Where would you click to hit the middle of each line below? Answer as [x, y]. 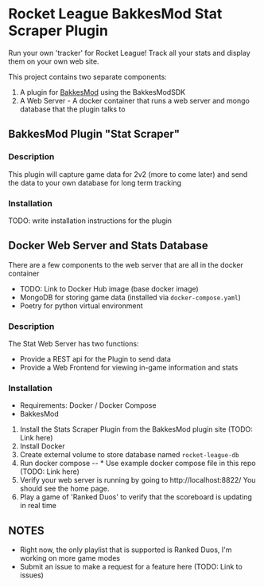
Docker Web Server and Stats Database [108, 246]
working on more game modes [70, 558]
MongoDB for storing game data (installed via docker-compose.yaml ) [130, 297]
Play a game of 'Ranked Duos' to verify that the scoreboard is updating [136, 497]
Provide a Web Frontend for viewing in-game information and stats [129, 368]
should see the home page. [64, 489]
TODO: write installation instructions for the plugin [90, 221]
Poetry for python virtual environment [81, 305]
